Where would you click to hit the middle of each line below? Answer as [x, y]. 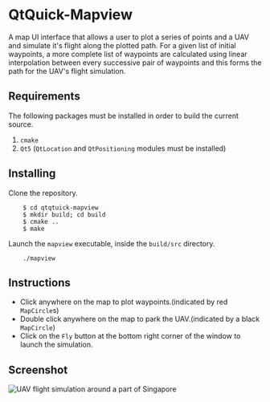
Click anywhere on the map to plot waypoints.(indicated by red [124, 302]
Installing [32, 174]
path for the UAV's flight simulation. [67, 71]
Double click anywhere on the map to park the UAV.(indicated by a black [139, 319]
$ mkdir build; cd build [64, 214]
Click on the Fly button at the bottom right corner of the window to [130, 336]
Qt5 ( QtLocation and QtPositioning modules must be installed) [123, 148]
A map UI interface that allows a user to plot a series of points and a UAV [129, 37]
